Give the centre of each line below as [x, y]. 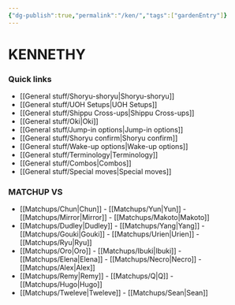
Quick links [30, 79]
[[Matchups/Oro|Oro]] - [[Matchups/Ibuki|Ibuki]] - [101, 251]
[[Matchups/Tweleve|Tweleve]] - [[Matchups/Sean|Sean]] [114, 293]
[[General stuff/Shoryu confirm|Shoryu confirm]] [99, 138]
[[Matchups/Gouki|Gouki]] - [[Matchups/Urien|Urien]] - [109, 234]
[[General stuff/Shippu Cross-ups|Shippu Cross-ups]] [107, 113]
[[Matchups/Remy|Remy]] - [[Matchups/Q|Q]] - [96, 276]
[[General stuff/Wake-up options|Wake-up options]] [104, 147]
